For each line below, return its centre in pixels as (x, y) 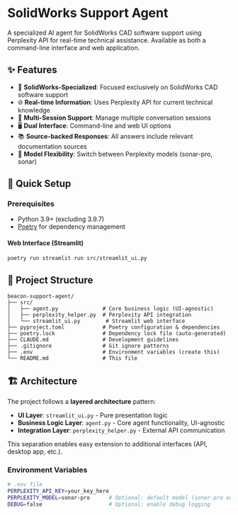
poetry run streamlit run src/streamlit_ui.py (77, 258)
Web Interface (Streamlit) (45, 243)
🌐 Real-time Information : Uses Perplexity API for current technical (115, 102)
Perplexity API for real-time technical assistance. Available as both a (107, 40)
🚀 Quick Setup (39, 184)
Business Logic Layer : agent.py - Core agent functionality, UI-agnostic (121, 423)
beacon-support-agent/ (41, 296)
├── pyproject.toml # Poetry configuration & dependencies (114, 327)
